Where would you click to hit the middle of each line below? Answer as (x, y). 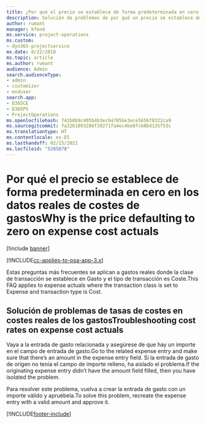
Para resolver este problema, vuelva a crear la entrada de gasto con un (96, 389)
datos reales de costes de (73, 205)
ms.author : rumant (30, 63)
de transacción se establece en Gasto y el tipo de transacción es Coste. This (102, 278)
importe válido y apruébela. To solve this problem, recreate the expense (96, 395)
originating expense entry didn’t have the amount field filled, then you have (101, 371)
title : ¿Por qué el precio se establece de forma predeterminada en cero (103, 12)
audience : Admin (27, 69)
